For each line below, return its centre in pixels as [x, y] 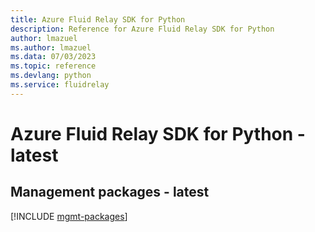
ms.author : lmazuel [51, 47]
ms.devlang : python [51, 76]
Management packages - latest [110, 192]
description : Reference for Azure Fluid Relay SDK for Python [142, 29]
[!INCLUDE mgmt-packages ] [69, 216]
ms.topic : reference [53, 66]
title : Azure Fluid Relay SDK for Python [98, 19]
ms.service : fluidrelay [60, 85]
